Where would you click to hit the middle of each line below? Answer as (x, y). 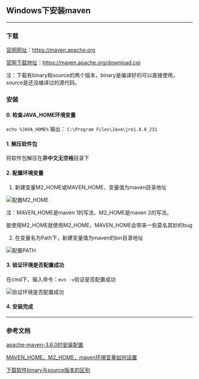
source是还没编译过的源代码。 (43, 83)
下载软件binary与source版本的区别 (48, 370)
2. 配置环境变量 (25, 173)
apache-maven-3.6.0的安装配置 (45, 345)
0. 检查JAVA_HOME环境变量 (41, 115)
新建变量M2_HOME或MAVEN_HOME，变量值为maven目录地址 (91, 187)
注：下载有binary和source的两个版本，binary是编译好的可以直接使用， (92, 75)
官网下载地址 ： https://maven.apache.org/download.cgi (73, 63)
